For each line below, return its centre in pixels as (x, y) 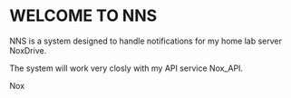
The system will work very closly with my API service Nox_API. (126, 68)
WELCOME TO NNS (83, 16)
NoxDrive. (28, 50)
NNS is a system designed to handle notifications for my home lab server (146, 41)
